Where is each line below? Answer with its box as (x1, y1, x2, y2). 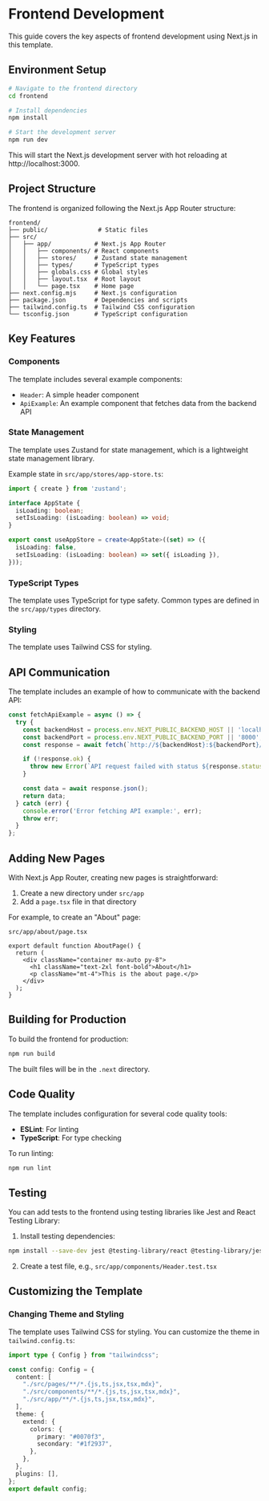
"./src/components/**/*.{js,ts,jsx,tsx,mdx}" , (22, 1388, 181, 1396)
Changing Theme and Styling (8, 1308, 124, 1320)
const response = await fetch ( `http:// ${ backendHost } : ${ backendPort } (22, 740, 260, 748)
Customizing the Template (8, 1284, 143, 1298)
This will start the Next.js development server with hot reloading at (8, 150, 227, 160)
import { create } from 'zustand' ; (8, 485, 127, 493)
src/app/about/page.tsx (8, 928, 88, 936)
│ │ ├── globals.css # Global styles (8, 268, 149, 276)
